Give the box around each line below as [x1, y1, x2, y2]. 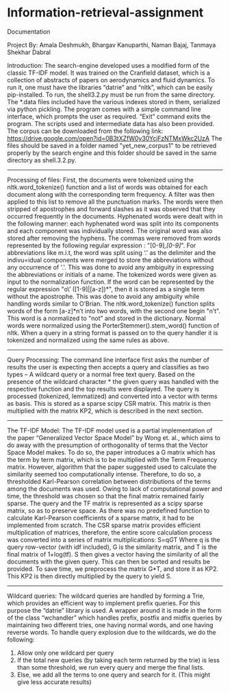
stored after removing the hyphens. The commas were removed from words [7, 234, 221, 242]
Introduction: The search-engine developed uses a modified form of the [7, 61, 210, 69]
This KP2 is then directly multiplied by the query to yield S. [7, 572, 172, 580]
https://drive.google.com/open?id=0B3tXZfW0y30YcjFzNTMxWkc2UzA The [7, 134, 222, 142]
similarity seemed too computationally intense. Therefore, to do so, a [7, 470, 201, 478]
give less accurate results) [16, 677, 92, 686]
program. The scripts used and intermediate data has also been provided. [7, 119, 215, 127]
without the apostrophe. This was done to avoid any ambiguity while [7, 292, 200, 300]
